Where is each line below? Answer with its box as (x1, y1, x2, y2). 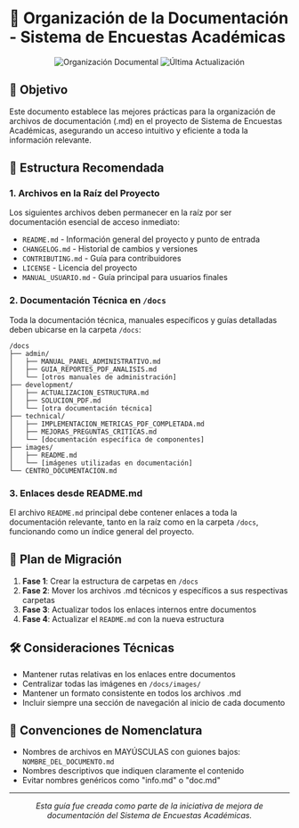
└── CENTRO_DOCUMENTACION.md (9, 466, 117, 476)
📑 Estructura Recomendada (9, 161, 165, 176)
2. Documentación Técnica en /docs (9, 294, 166, 307)
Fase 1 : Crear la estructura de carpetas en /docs (21, 575, 198, 586)
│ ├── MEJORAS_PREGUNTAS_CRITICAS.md (9, 427, 158, 436)
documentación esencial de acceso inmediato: (9, 217, 181, 228)
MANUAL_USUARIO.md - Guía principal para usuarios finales (21, 272, 229, 283)
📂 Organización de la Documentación (9, 8, 289, 29)
